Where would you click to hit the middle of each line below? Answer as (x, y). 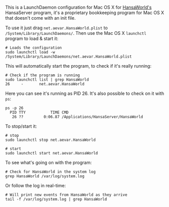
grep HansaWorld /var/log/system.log (45, 176)
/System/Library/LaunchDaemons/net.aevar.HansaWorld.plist (69, 57)
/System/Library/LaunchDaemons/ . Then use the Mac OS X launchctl (76, 33)
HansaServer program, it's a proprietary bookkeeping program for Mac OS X (85, 13)
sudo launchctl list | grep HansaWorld (47, 80)
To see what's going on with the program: (49, 163)
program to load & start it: (32, 38)
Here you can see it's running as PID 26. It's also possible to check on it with (85, 93)
